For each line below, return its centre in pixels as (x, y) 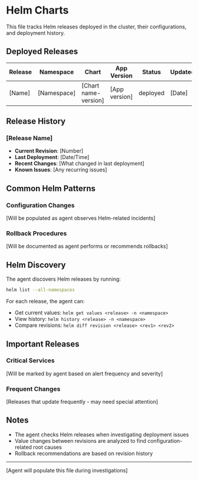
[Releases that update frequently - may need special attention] (82, 402)
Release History (36, 121)
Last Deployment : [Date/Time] (52, 157)
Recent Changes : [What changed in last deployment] (79, 164)
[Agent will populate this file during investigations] (67, 470)
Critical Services (30, 361)
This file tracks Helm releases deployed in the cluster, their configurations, (96, 27)
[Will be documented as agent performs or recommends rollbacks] (87, 247)
